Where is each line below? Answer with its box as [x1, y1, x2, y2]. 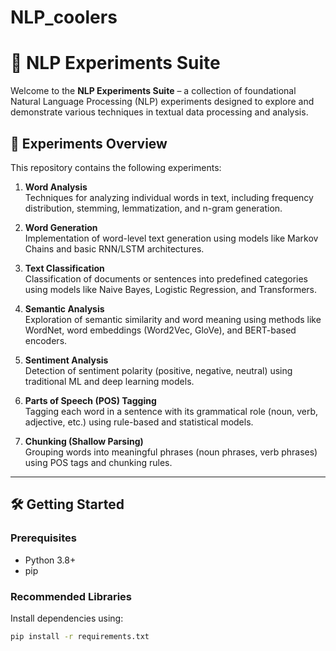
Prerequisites [10, 531, 77, 545]
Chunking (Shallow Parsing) [24, 435, 144, 447]
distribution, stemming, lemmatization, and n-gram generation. [24, 202, 283, 214]
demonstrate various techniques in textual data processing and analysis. [10, 106, 309, 118]
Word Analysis [24, 181, 88, 193]
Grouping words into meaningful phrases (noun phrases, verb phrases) [24, 446, 318, 458]
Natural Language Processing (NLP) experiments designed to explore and [10, 96, 315, 108]
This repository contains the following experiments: [10, 161, 222, 173]
